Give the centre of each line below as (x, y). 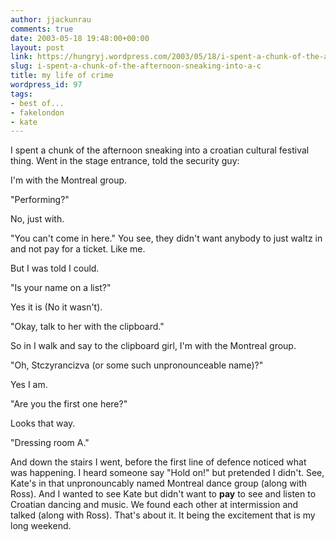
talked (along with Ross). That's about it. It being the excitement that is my (163, 515)
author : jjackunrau (51, 19)
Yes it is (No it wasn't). (56, 307)
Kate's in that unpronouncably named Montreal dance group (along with (158, 483)
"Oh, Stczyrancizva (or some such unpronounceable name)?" (137, 365)
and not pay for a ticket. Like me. (78, 249)
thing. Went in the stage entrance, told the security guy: (125, 161)
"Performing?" (40, 200)
